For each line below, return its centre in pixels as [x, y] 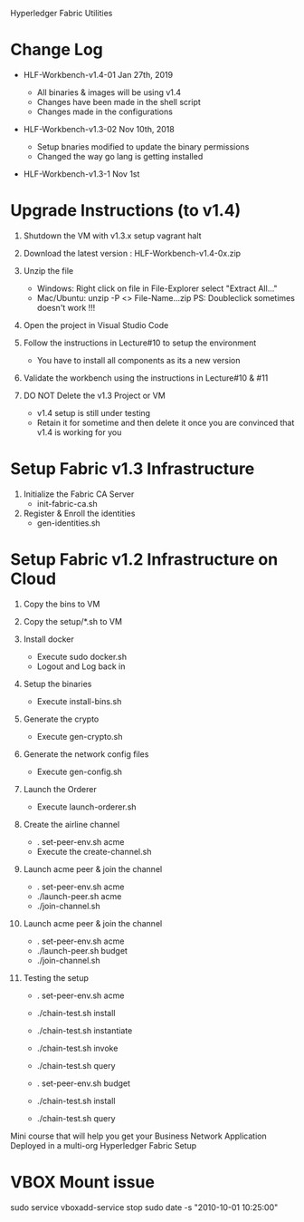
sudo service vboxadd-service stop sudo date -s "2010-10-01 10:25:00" [144, 1207]
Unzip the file [48, 270]
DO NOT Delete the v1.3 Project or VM [94, 395]
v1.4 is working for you [79, 432]
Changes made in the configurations [104, 112]
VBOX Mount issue [82, 1182]
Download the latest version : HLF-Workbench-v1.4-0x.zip [132, 253]
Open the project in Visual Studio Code [96, 325]
